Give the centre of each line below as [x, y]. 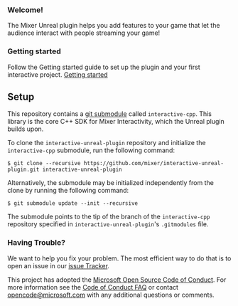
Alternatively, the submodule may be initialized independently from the [111, 183]
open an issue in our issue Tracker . [59, 265]
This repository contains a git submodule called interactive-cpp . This [109, 114]
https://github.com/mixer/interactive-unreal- [153, 164]
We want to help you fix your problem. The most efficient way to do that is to [119, 258]
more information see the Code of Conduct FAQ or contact [93, 287]
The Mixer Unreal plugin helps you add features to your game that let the [114, 26]
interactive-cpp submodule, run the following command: [91, 150]
